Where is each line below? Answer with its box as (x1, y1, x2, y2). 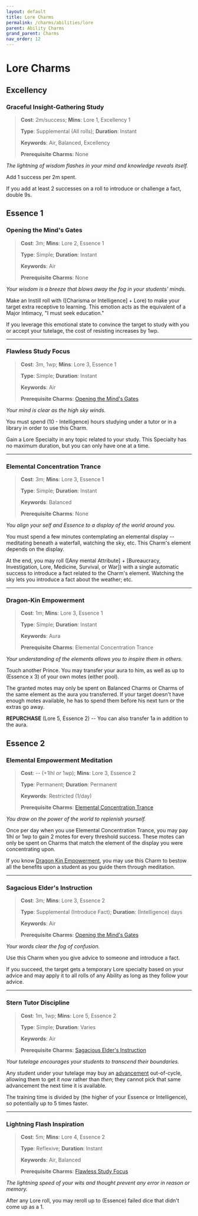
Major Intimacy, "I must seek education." (6, 309, 104, 316)
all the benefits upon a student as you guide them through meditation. (6, 864, 176, 871)
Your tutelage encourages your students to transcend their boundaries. (6, 1058, 180, 1065)
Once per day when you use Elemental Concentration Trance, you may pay (6, 827, 189, 834)
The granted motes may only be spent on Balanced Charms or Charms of (6, 685, 184, 692)
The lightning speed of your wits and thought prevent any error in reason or (6, 1179, 190, 1186)
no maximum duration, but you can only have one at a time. (6, 442, 150, 449)
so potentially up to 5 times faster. (6, 1100, 88, 1107)
